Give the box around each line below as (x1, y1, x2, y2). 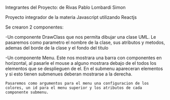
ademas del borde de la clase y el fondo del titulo (5, 45, 108, 51)
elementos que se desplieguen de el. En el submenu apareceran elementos (5, 66, 163, 71)
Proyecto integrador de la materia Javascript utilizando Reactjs (5, 14, 137, 20)
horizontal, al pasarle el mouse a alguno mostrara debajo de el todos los (5, 60, 157, 66)
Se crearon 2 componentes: (5, 24, 64, 30)
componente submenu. (5, 90, 49, 95)
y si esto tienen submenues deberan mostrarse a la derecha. (5, 71, 132, 77)
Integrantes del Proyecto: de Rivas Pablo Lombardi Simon (5, 5, 126, 10)
